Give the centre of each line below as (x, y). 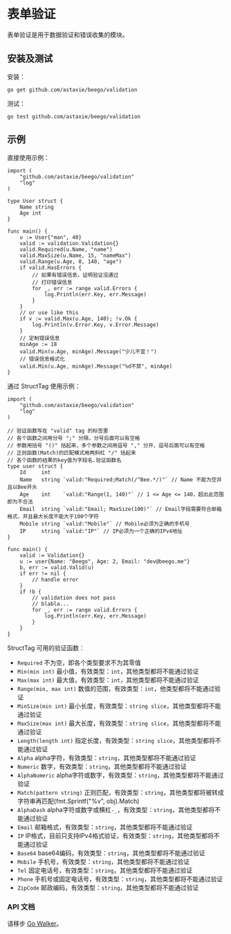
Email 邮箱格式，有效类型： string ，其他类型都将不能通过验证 (105, 827)
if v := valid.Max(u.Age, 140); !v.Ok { (78, 318)
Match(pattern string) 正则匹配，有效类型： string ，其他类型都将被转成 (121, 792)
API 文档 (21, 907)
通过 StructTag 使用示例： (44, 386)
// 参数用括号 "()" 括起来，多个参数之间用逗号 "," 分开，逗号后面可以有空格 (106, 445)
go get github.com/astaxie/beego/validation (72, 90)
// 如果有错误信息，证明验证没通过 (75, 275)
